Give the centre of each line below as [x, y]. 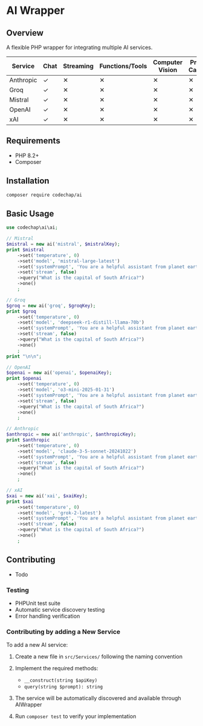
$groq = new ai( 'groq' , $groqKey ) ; [51, 306]
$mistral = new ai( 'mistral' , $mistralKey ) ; [63, 244]
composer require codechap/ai [44, 195]
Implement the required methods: [56, 669]
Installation [28, 181]
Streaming [78, 66]
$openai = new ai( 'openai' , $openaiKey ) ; [59, 373]
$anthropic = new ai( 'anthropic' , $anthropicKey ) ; [71, 434]
